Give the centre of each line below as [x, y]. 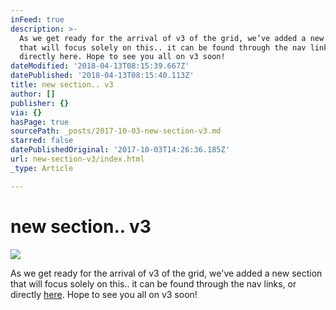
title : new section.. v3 [62, 85]
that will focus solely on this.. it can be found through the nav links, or [153, 283]
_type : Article [42, 168]
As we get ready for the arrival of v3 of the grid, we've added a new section [166, 273]
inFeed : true [37, 19]
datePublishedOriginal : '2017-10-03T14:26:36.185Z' [120, 150]
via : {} [26, 112]
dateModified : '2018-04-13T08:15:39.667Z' [100, 66]
